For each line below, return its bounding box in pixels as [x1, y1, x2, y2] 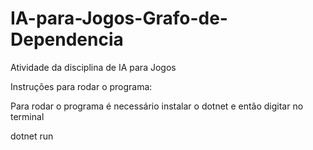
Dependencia [10, 28, 124, 51]
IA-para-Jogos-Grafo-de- [10, 7, 228, 30]
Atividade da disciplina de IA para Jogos [10, 61, 177, 73]
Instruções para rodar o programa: [10, 80, 153, 92]
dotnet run [10, 130, 54, 142]
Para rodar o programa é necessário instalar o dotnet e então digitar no [10, 100, 304, 112]
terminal [10, 110, 45, 122]
